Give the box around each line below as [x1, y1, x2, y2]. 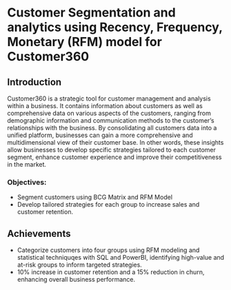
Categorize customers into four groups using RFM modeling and [17, 246, 200, 254]
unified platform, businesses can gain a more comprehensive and [7, 131, 193, 139]
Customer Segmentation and [7, 5, 176, 21]
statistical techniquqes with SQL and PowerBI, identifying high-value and [17, 253, 225, 262]
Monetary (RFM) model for [7, 34, 162, 50]
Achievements [7, 227, 71, 239]
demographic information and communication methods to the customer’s [7, 116, 215, 125]
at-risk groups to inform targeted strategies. [17, 260, 143, 269]
